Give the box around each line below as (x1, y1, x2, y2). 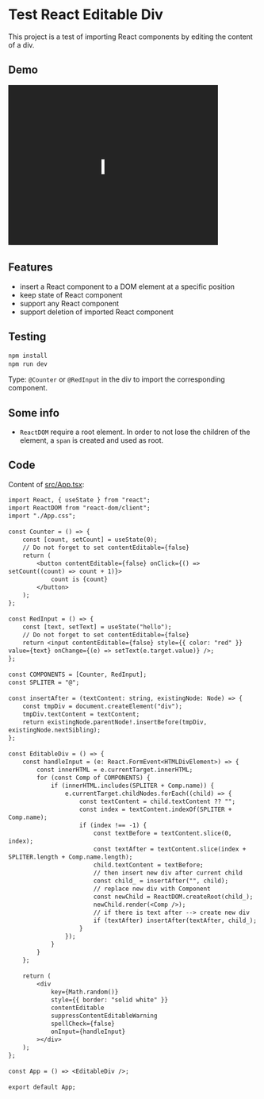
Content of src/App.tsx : (8, 479, 85, 489)
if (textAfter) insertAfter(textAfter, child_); (93, 916, 258, 924)
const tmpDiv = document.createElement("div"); (22, 702, 182, 710)
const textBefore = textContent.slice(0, (93, 829, 232, 837)
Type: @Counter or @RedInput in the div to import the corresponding (8, 375, 226, 384)
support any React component (19, 298, 120, 308)
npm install (8, 352, 48, 360)
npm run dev (8, 360, 48, 368)
